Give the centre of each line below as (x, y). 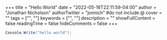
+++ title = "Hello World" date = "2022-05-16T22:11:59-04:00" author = (81, 7)
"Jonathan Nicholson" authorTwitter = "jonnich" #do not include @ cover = (84, 13)
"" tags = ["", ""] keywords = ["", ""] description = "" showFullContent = (80, 18)
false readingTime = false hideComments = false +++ (62, 23)
